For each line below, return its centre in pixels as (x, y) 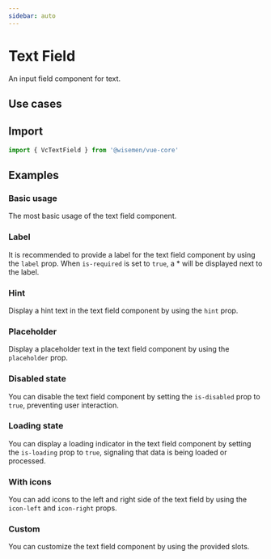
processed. (27, 461)
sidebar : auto (32, 16)
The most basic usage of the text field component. (93, 216)
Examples (34, 175)
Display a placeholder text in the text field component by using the (119, 349)
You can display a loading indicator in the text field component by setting (130, 443)
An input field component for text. (65, 79)
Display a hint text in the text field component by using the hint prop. (123, 310)
